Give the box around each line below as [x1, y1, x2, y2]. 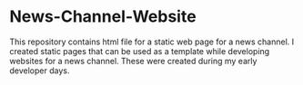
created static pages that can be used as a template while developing [9, 45, 270, 56]
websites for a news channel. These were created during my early [9, 55, 258, 66]
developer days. [9, 65, 70, 76]
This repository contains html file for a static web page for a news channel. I [9, 36, 295, 47]
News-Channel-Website [9, 6, 197, 27]
